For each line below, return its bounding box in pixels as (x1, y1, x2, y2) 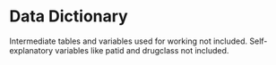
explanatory (9, 45, 54, 55)
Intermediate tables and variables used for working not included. (9, 36, 248, 46)
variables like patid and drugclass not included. (55, 45, 229, 55)
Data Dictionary (9, 6, 128, 27)
